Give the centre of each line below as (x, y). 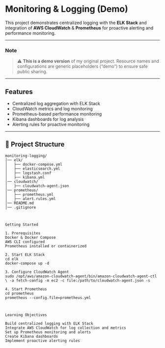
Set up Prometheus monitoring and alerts (48, 332)
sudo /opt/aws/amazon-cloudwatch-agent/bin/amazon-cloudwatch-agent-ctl (81, 276)
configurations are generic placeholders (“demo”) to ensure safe (82, 66)
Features (19, 92)
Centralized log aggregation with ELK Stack (56, 104)
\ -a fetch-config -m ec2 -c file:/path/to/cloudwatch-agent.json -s (78, 280)
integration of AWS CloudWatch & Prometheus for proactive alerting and (79, 28)
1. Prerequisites (23, 233)
